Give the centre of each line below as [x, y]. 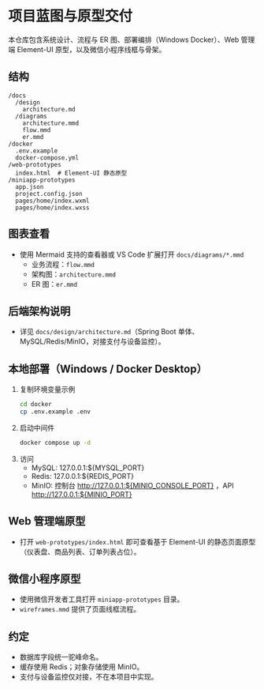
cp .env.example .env [55, 412]
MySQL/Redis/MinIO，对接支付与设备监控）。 [92, 341]
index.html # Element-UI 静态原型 [71, 173]
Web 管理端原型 [47, 521]
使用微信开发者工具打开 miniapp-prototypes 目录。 [102, 599]
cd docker [36, 405]
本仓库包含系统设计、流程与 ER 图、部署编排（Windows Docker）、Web [124, 40]
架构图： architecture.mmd [74, 274]
